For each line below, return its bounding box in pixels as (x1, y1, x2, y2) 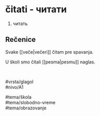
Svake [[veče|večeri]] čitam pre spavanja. (5, 49, 94, 55)
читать (12, 20, 28, 27)
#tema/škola (5, 94, 32, 100)
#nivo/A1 (5, 84, 24, 90)
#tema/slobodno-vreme (5, 99, 55, 105)
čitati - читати (5, 4, 67, 15)
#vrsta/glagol (5, 78, 34, 85)
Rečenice (5, 35, 36, 44)
